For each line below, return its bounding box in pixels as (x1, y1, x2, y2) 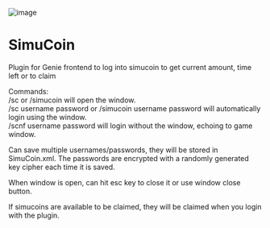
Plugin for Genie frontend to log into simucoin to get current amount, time (8, 62, 252, 72)
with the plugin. (8, 210, 60, 220)
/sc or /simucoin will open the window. (8, 95, 136, 105)
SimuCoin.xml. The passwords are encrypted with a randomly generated (8, 153, 250, 163)
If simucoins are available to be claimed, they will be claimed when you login (8, 201, 262, 211)
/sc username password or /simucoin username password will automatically (8, 103, 261, 113)
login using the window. (8, 112, 87, 122)
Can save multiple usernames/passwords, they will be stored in (8, 145, 218, 155)
